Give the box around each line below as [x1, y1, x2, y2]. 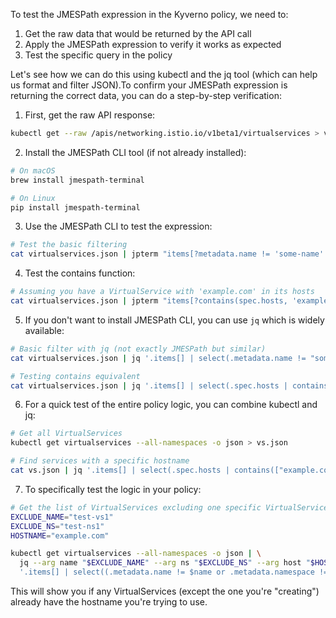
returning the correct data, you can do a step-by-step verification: [10, 90, 282, 101]
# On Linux [10, 193, 56, 203]
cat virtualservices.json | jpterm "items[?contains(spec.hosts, [10, 296, 288, 306]
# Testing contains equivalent [10, 371, 141, 381]
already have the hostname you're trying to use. [10, 596, 208, 608]
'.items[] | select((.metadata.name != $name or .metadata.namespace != [19, 567, 329, 578]
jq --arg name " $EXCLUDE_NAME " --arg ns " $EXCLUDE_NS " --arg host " [19, 558, 311, 568]
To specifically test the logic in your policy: [24, 483, 202, 495]
